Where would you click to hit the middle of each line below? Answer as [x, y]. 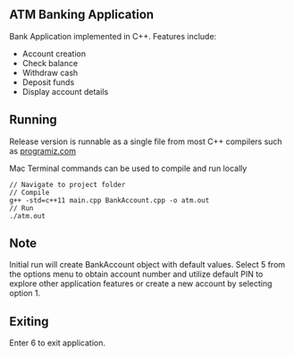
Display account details [65, 91]
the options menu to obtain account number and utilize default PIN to [136, 274]
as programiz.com [43, 150]
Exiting [29, 321]
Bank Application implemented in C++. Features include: [113, 36]
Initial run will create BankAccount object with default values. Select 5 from [147, 265]
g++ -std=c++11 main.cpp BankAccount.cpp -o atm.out [109, 200]
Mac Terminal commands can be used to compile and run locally [128, 168]
